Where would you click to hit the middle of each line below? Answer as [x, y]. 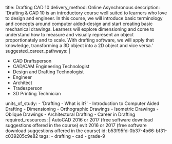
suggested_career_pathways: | [38, 51]
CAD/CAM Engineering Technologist [51, 66]
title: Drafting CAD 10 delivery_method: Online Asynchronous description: [83, 7]
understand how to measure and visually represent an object [70, 35]
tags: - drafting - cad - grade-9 [72, 136]
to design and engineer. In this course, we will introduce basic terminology [84, 18]
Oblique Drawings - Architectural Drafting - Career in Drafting [70, 114]
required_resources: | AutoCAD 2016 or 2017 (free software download [79, 120]
